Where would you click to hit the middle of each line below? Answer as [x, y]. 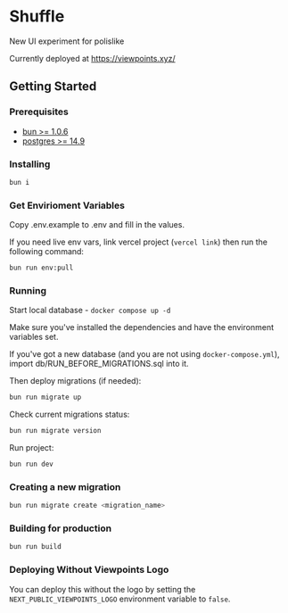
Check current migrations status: [70, 414]
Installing [30, 164]
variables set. [34, 337]
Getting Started [53, 87]
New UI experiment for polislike [67, 41]
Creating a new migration [65, 486]
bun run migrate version [55, 431]
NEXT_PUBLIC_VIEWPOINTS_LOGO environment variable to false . [120, 599]
